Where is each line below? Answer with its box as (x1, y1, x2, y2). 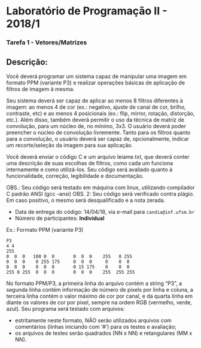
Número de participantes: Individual (14, 214, 105, 222)
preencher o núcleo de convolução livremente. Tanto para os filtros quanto (6, 129, 191, 136)
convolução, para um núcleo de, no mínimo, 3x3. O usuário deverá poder (6, 122, 187, 129)
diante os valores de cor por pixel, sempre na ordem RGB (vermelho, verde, (6, 298, 193, 306)
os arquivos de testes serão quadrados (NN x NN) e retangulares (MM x (14, 329, 193, 337)
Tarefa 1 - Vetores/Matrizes (6, 38, 87, 47)
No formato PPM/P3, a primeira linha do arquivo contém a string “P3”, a (6, 280, 182, 287)
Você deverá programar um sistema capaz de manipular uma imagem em (6, 72, 187, 80)
